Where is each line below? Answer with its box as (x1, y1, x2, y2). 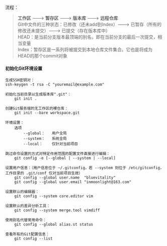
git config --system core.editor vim (14, 194, 94, 199)
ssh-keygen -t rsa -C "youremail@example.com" (5, 82, 105, 87)
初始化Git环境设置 (5, 65, 43, 71)
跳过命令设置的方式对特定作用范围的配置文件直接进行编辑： (5, 151, 110, 156)
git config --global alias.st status (14, 222, 94, 227)
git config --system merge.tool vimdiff (14, 208, 100, 213)
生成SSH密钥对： (5, 77, 35, 83)
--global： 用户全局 (23, 131, 67, 136)
